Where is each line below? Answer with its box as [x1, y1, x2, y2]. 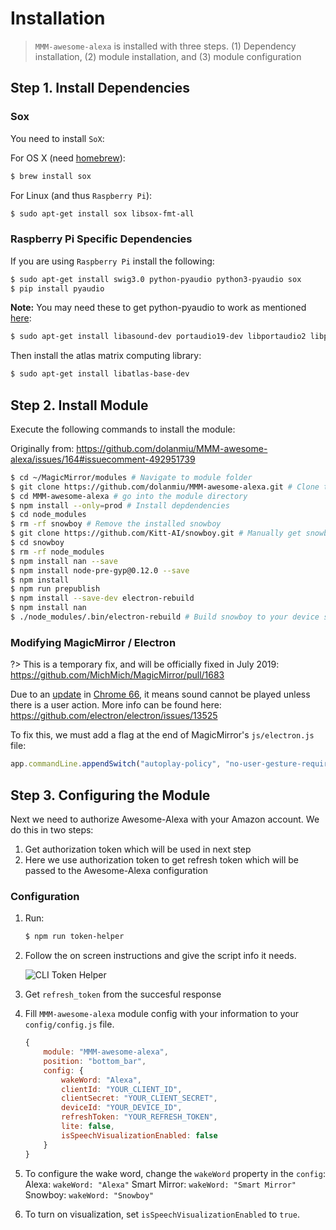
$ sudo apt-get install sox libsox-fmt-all [10, 208, 195, 219]
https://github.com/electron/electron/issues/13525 [10, 710, 218, 722]
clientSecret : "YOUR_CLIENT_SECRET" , [61, 1093, 218, 1104]
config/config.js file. [24, 1018, 115, 1031]
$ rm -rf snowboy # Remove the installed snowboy [10, 519, 222, 529]
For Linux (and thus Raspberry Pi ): [10, 189, 153, 201]
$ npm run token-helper [24, 932, 125, 942]
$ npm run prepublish [10, 584, 101, 594]
